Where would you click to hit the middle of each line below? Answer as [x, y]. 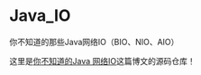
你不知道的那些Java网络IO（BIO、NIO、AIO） [94, 42]
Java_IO [40, 16]
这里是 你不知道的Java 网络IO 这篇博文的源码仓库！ [102, 61]
